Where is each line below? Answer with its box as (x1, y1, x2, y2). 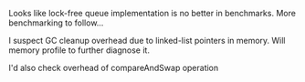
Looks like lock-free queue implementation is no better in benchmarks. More (8, 8, 296, 18)
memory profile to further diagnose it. (8, 45, 150, 56)
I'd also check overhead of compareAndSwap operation (8, 63, 219, 73)
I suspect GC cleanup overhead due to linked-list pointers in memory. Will (8, 36, 286, 46)
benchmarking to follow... (8, 17, 104, 28)
